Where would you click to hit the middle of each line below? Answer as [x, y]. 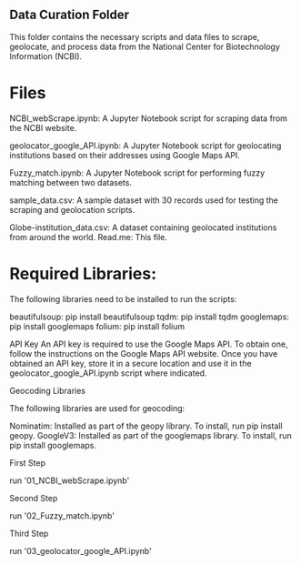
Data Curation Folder [70, 15]
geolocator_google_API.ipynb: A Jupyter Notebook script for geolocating [145, 146]
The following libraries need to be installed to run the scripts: [123, 298]
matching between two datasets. [70, 182]
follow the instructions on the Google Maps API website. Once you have [144, 353]
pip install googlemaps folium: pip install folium [97, 326]
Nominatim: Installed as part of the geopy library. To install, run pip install [146, 426]
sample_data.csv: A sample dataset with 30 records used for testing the [144, 200]
